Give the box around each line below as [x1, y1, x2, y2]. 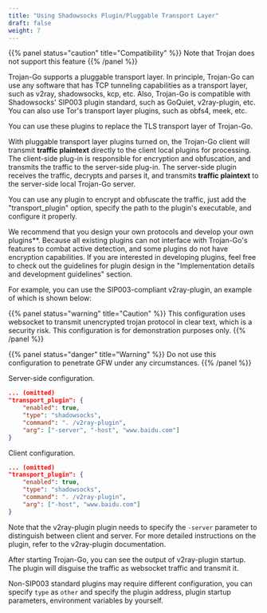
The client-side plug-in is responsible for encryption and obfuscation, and [8, 154, 251, 163]
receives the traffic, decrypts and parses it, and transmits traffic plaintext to [8, 171, 259, 180]
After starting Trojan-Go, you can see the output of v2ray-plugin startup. [8, 555, 246, 564]
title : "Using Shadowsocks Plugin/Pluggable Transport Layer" [8, 11, 219, 20]
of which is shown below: [8, 293, 92, 303]
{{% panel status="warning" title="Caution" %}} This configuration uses [8, 308, 245, 319]
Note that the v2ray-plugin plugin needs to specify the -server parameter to [8, 522, 257, 532]
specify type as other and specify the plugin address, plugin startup [8, 587, 231, 596]
